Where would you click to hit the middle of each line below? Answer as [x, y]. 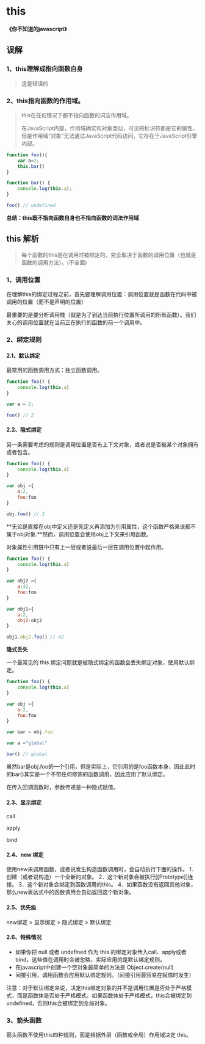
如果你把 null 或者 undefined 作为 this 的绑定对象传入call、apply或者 [101, 952]
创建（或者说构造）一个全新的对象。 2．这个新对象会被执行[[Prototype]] [97, 877]
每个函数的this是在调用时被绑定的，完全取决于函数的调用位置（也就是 [109, 255]
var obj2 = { [21, 581]
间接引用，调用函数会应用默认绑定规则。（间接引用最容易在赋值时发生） [105, 974]
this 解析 [23, 239]
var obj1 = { [20, 609]
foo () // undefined [31, 206]
